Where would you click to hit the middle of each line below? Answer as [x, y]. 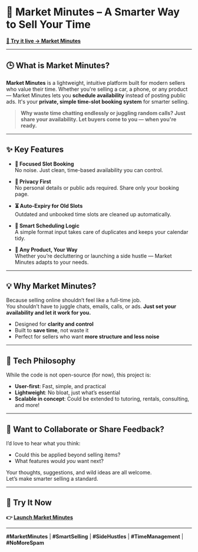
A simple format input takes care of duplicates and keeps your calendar [101, 232]
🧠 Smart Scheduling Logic [47, 226]
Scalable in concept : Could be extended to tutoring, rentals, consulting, [102, 399]
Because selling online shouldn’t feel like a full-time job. [74, 300]
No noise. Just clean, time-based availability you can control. [89, 170]
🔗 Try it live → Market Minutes [44, 41]
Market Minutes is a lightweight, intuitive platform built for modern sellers [96, 82]
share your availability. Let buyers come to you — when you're [98, 119]
